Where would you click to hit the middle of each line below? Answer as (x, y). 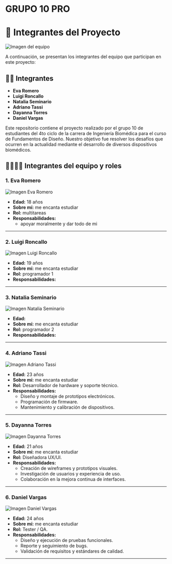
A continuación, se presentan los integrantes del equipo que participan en (83, 57)
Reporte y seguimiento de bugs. (54, 546)
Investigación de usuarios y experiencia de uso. (71, 474)
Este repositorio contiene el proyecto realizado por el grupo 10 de (74, 128)
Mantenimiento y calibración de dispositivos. (67, 407)
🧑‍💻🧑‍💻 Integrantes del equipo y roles (63, 166)
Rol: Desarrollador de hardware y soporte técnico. (66, 385)
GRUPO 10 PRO (38, 9)
